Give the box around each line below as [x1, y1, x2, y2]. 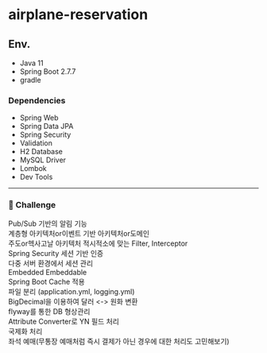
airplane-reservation [8, 6, 149, 24]
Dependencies [8, 95, 66, 106]
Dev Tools [19, 173, 53, 182]
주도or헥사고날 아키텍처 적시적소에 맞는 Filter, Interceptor [8, 239, 188, 248]
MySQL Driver [19, 155, 66, 165]
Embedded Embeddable [8, 267, 87, 277]
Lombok [19, 164, 48, 173]
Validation [19, 138, 53, 148]
